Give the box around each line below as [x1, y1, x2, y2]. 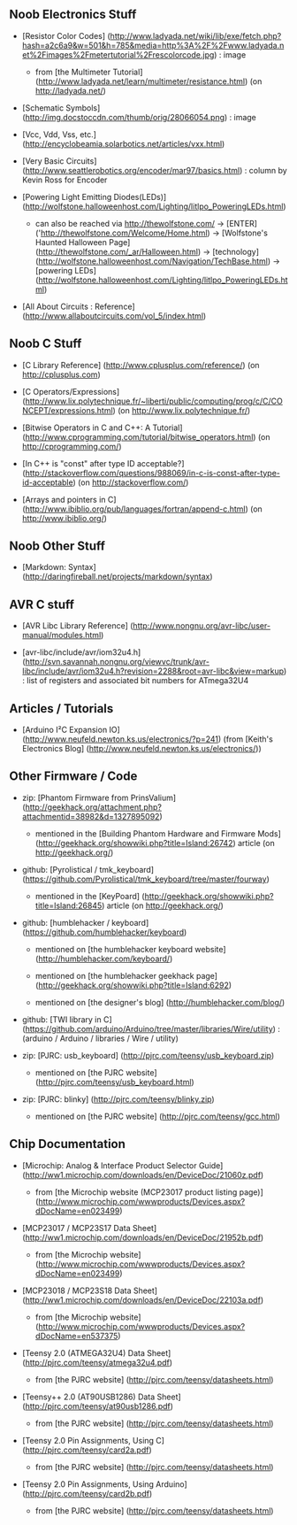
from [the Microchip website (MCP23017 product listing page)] [34, 1186, 263, 1198]
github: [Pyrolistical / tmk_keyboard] [21, 864, 155, 874]
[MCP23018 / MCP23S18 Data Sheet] [21, 1285, 157, 1296]
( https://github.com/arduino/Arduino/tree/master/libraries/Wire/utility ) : [21, 1023, 281, 1034]
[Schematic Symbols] [21, 102, 101, 113]
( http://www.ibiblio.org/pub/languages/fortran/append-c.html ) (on [21, 504, 263, 514]
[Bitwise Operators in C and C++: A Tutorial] [21, 422, 183, 433]
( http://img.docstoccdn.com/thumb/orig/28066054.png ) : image [21, 112, 256, 122]
